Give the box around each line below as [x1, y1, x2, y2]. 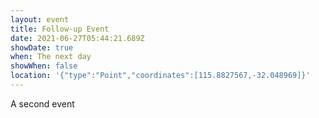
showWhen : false [10, 61, 78, 71]
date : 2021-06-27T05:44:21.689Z [10, 33, 145, 43]
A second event [10, 97, 75, 110]
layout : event [10, 14, 70, 25]
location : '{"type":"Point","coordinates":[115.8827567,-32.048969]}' [10, 71, 311, 81]
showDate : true [10, 42, 74, 53]
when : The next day [10, 52, 92, 62]
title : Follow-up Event [10, 24, 110, 34]
